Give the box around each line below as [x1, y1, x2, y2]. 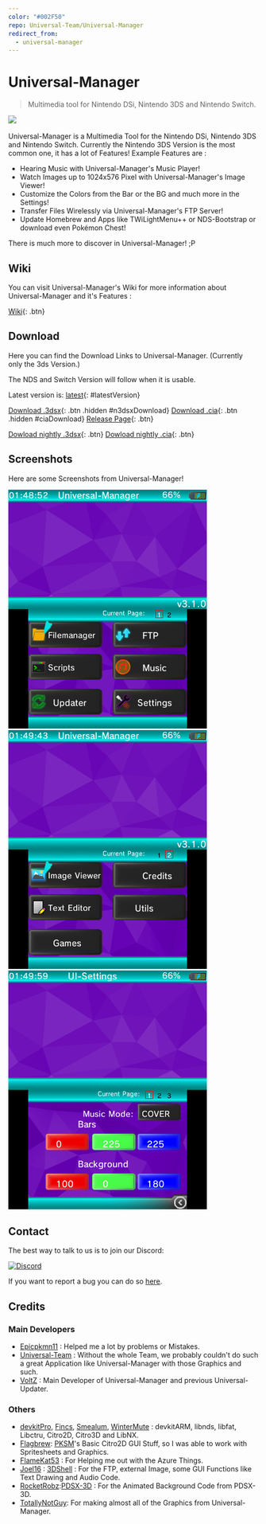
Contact [8, 1225, 49, 1238]
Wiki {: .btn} [8, 307, 45, 316]
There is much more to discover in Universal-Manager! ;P [8, 239, 196, 248]
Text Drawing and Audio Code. [19, 1473, 121, 1483]
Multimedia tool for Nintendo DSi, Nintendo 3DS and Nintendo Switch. [27, 100, 256, 109]
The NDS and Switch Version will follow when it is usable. [8, 374, 196, 384]
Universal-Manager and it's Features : [8, 291, 133, 300]
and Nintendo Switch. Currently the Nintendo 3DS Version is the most [8, 140, 236, 150]
